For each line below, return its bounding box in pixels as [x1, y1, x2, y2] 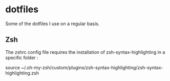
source [5, 64, 20, 70]
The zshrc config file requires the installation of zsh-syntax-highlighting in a [5, 49, 165, 55]
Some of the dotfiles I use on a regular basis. [5, 21, 100, 27]
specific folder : [5, 54, 38, 60]
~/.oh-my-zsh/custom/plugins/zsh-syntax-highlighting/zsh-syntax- [21, 64, 163, 70]
